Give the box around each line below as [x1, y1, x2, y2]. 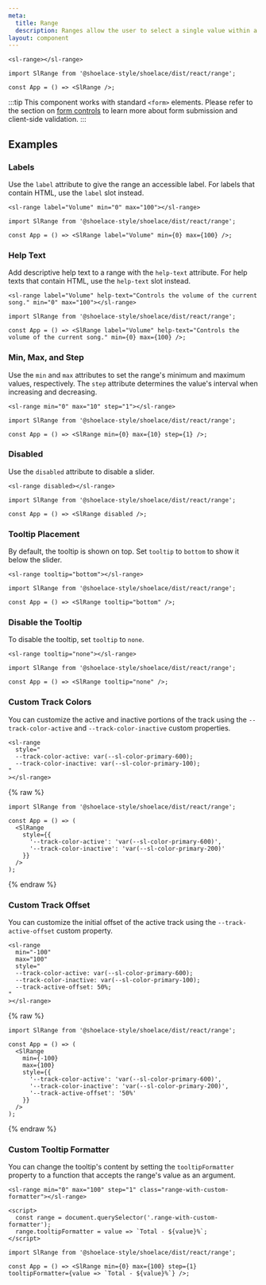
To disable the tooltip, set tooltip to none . [8, 635, 145, 644]
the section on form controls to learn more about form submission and [8, 106, 238, 116]
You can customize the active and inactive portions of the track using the [8, 715, 248, 724]
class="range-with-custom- [139, 1186, 229, 1194]
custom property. [56, 926, 114, 936]
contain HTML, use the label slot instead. [8, 188, 145, 198]
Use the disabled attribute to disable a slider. [8, 467, 155, 476]
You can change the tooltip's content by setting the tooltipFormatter [8, 1162, 234, 1172]
